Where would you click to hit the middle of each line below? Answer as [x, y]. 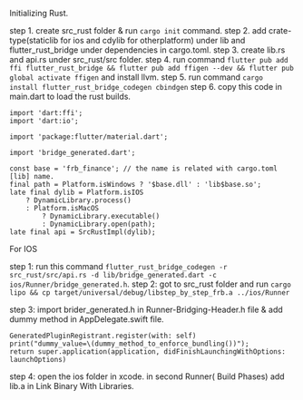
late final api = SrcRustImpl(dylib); [83, 232]
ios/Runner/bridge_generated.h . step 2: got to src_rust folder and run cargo [151, 284]
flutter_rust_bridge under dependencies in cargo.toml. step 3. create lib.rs [147, 50]
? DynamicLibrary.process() [78, 200]
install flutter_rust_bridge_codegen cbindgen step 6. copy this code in [146, 87]
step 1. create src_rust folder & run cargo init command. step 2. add [138, 30]
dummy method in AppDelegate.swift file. [87, 319]
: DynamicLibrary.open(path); [99, 224]
